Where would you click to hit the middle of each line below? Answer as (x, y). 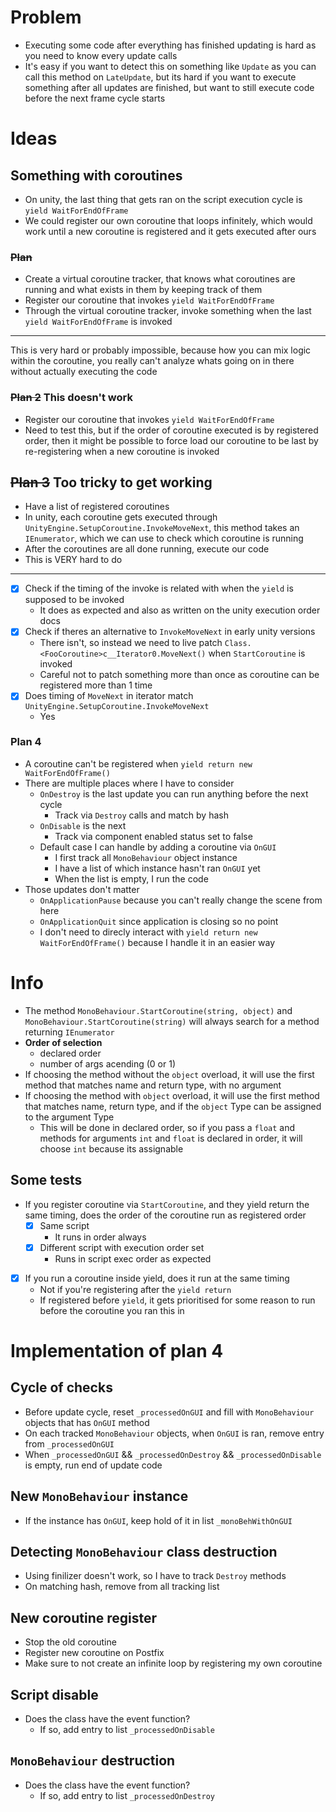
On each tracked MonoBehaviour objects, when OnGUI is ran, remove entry (174, 1433)
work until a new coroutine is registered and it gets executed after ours (170, 231)
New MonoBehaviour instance (99, 1496)
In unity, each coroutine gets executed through (121, 517)
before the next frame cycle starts (95, 98)
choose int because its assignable (111, 1148)
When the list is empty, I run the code (131, 878)
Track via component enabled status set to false (153, 836)
